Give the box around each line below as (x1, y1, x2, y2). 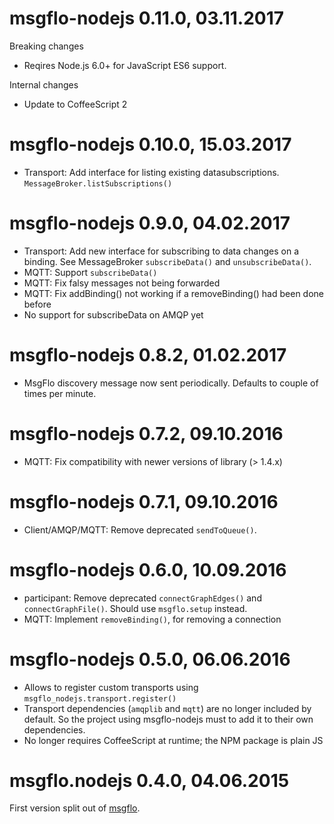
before (23, 298, 52, 310)
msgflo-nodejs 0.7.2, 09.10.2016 (9, 422, 284, 445)
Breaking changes (9, 40, 84, 52)
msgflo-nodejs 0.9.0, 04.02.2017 (9, 212, 291, 235)
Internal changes (9, 78, 79, 91)
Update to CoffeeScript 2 (23, 98, 128, 110)
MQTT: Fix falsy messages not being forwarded (23, 277, 221, 289)
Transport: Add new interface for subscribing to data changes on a (23, 245, 299, 257)
